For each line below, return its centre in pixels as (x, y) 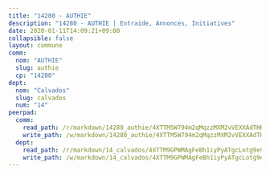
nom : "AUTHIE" (39, 61)
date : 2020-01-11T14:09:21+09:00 (64, 30)
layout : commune (35, 46)
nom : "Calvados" (43, 90)
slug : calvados (41, 98)
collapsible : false (41, 38)
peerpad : (23, 113)
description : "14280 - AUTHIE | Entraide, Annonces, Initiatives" (122, 23)
